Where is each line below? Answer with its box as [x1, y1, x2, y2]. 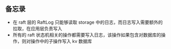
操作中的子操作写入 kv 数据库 [30, 38, 92, 44]
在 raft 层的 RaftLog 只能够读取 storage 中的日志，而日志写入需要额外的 [12, 19, 163, 25]
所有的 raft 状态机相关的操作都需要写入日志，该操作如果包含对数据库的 [12, 32, 162, 38]
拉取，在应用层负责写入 [12, 25, 62, 31]
